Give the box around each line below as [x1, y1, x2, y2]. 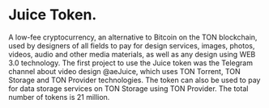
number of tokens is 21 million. [8, 92, 110, 102]
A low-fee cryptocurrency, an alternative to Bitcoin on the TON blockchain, [8, 32, 258, 42]
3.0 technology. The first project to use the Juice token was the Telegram [8, 58, 254, 68]
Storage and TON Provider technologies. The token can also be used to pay [8, 75, 261, 85]
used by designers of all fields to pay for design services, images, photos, [8, 40, 255, 50]
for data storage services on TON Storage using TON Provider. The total [8, 83, 249, 93]
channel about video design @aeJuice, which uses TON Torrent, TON [8, 66, 241, 76]
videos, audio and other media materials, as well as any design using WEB [8, 49, 256, 59]
